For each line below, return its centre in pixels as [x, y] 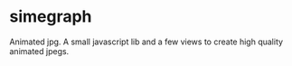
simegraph [51, 17]
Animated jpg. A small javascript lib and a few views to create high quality [146, 42]
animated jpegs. [39, 51]
